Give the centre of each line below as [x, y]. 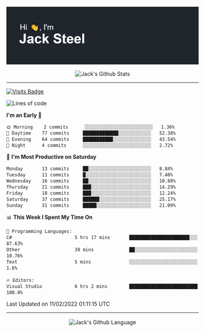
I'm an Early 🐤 [24, 115]
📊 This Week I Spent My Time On [49, 217]
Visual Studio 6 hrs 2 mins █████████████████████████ [102, 286]
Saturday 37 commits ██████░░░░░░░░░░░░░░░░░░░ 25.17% [91, 199]
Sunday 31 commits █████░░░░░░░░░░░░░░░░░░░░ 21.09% [91, 205]
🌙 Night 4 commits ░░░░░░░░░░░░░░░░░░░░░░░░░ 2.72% [90, 145]
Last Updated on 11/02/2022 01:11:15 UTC [58, 304]
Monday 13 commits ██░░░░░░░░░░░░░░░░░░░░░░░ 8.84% [90, 169]
